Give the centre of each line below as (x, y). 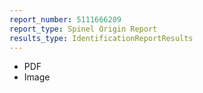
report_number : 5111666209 (65, 19)
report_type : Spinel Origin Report (83, 29)
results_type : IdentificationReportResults (101, 38)
